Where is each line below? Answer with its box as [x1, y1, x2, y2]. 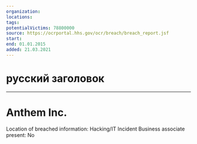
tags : [6, 19, 19, 25]
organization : [6, 8, 41, 15]
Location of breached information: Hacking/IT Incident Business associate [6, 125, 185, 132]
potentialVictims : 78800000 [6, 25, 75, 31]
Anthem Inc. [6, 106, 67, 119]
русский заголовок [6, 71, 104, 85]
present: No [6, 131, 35, 138]
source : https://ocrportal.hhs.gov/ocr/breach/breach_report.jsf [6, 30, 169, 36]
